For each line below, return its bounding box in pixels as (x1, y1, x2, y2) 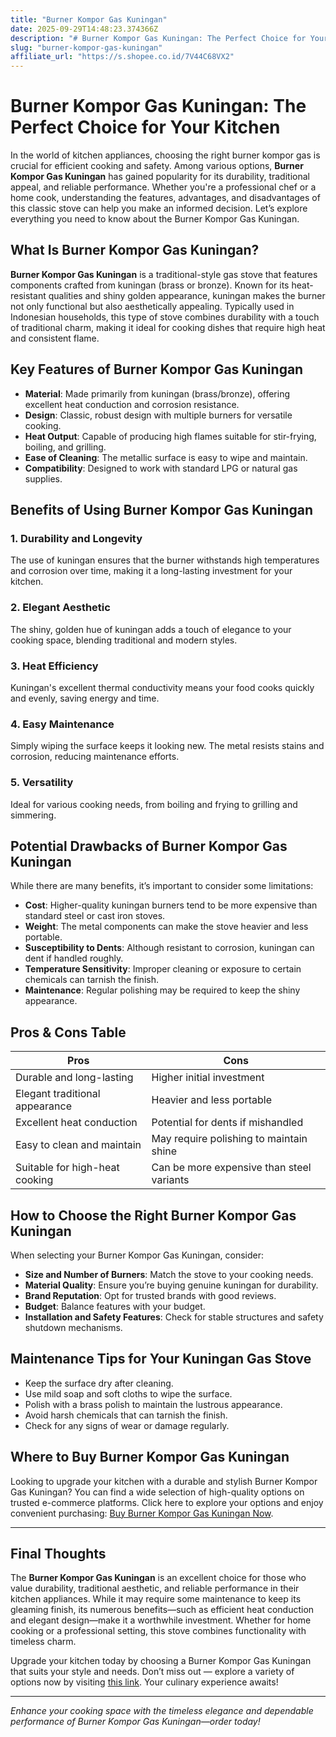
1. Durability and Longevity (10, 532, 143, 545)
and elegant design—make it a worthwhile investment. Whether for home (10, 1614, 312, 1626)
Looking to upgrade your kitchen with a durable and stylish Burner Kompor (10, 1475, 318, 1487)
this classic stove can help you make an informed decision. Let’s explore (10, 202, 308, 215)
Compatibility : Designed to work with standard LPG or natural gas (24, 462, 298, 474)
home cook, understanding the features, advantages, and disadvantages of (10, 192, 321, 204)
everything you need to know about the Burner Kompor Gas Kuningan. (10, 213, 300, 225)
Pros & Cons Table (10, 1024, 127, 1041)
